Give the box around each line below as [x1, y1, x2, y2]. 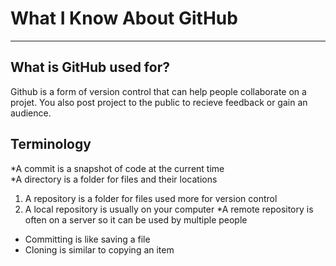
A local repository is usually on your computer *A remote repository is [24, 203, 314, 215]
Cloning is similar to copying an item [24, 243, 175, 256]
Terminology [10, 136, 92, 153]
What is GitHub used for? [10, 59, 170, 76]
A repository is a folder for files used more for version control [24, 192, 278, 204]
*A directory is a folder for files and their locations [10, 173, 218, 185]
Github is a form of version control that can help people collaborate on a [10, 85, 307, 97]
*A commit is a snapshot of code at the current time [10, 162, 225, 174]
